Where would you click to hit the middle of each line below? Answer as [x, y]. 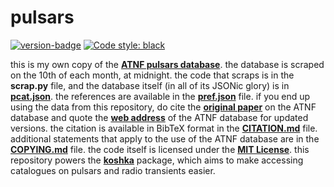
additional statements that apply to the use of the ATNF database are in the [165, 138]
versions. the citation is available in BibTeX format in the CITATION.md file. [164, 128]
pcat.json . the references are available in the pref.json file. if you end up [160, 96]
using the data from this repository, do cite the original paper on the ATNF [163, 107]
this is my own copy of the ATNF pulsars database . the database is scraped [167, 64]
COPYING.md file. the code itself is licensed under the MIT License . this [160, 149]
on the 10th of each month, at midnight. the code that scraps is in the [152, 75]
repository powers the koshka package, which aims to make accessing [157, 160]
